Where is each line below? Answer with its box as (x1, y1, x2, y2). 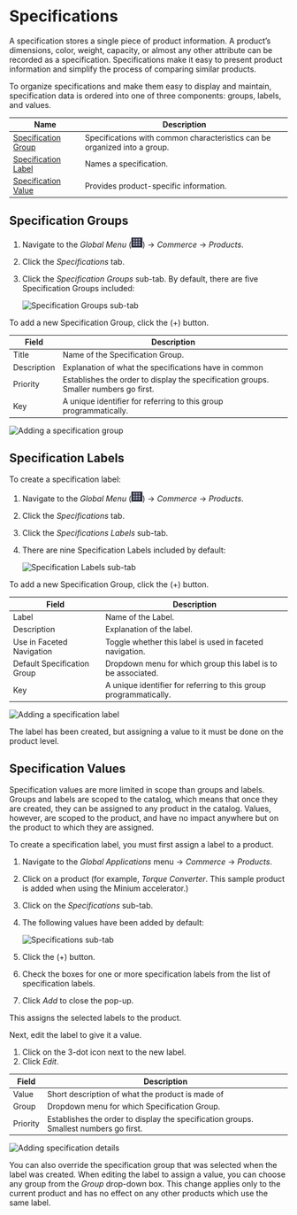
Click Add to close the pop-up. (21, 995, 134, 1006)
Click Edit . (21, 1056, 59, 1067)
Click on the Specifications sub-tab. (21, 901, 154, 911)
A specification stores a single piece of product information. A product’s (9, 35, 271, 46)
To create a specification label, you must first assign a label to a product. (9, 840, 274, 850)
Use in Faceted (12, 636, 68, 647)
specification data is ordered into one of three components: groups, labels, (9, 90, 282, 101)
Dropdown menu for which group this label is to (104, 658, 278, 669)
